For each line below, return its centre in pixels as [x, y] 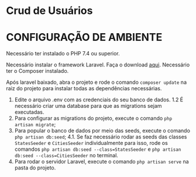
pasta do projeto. [35, 168]
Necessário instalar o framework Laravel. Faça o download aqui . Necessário [98, 65]
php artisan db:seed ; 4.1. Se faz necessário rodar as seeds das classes [101, 137]
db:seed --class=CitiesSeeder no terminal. [66, 155]
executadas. [29, 112]
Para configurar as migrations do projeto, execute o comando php [93, 118]
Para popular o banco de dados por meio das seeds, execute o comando [102, 131]
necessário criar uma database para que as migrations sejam [88, 106]
